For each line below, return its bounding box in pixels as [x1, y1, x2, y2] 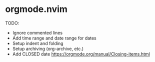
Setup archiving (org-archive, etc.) [12, 45, 84, 51]
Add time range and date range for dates [12, 35, 96, 41]
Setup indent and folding [12, 40, 63, 46]
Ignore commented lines [12, 29, 63, 35]
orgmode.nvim [5, 3, 67, 15]
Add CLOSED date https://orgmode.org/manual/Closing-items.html [12, 51, 150, 57]
